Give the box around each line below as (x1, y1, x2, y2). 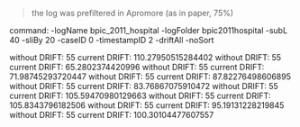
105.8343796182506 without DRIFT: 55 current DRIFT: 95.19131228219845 (9, 100, 285, 111)
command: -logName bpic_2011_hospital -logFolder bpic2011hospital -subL (9, 25, 288, 35)
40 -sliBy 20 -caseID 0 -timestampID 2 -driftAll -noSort (9, 35, 214, 45)
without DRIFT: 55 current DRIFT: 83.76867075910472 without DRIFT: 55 (9, 81, 279, 91)
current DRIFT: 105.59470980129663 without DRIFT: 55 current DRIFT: (9, 90, 271, 101)
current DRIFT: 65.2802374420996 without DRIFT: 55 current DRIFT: (9, 62, 265, 72)
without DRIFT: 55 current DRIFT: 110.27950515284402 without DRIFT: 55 (9, 52, 282, 62)
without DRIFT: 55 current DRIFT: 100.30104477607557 (9, 110, 214, 120)
